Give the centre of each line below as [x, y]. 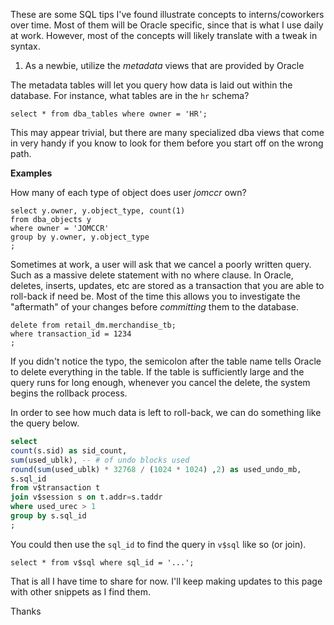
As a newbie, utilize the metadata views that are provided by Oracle [164, 65]
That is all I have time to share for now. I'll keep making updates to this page [166, 581]
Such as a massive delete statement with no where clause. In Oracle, [152, 275]
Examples [31, 173]
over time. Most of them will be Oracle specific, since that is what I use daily [167, 25]
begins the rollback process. [69, 393]
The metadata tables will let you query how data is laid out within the [151, 85]
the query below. [45, 423]
